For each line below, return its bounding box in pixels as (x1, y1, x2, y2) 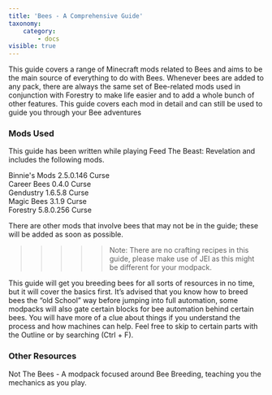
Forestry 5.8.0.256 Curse (8, 205, 92, 215)
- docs (37, 34, 60, 43)
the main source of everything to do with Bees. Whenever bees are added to (8, 73, 264, 83)
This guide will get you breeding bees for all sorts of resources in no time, (8, 278, 255, 289)
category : (23, 27, 57, 35)
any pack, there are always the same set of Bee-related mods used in (8, 82, 241, 92)
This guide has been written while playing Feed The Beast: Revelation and (8, 146, 256, 156)
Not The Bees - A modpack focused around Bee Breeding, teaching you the (8, 369, 261, 379)
